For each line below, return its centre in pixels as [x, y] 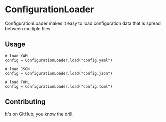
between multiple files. [28, 28]
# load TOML [17, 82]
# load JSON [17, 69]
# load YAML [17, 56]
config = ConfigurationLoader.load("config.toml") [59, 86]
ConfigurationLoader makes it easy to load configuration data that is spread [83, 23]
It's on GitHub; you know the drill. [39, 114]
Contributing [25, 102]
